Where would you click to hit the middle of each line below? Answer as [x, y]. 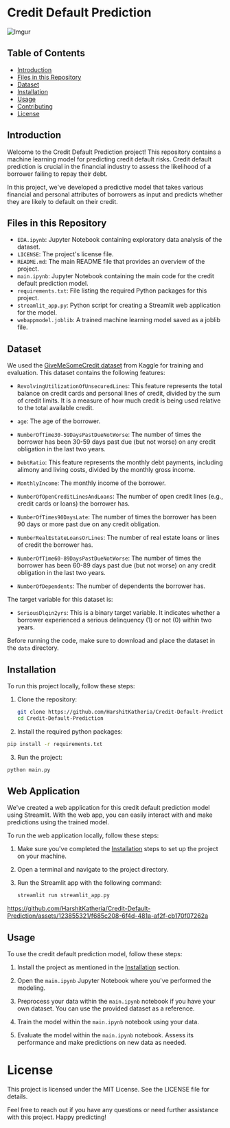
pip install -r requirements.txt [55, 744]
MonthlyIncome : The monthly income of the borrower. [91, 483]
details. [18, 1096]
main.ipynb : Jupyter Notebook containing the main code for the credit [116, 276]
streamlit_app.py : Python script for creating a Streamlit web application [119, 305]
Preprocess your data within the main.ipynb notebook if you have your [116, 1001]
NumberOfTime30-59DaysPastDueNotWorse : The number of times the [109, 435]
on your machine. [42, 856]
